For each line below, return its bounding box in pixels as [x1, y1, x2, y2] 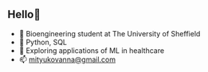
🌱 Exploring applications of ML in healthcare [18, 45, 165, 55]
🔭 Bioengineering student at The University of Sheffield [18, 28, 201, 38]
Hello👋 [7, 8, 41, 21]
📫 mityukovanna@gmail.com [18, 55, 116, 64]
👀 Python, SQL [18, 37, 68, 47]
